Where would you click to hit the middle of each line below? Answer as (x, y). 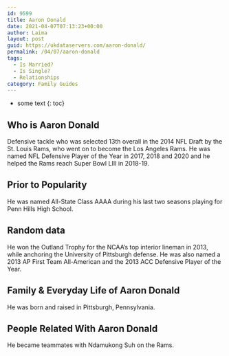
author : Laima (28, 33)
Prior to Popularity (47, 185)
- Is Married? (33, 65)
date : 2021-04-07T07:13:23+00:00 (55, 26)
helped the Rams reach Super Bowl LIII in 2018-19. (78, 164)
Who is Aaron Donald (53, 125)
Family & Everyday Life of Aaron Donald (94, 290)
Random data (36, 231)
